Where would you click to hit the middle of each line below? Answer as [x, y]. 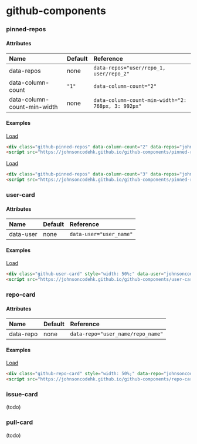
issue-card [22, 395]
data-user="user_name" [101, 234]
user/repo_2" [112, 74]
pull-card [20, 422]
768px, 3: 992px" [118, 106]
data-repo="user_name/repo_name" [117, 334]
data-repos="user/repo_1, [130, 68]
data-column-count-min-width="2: [140, 100]
